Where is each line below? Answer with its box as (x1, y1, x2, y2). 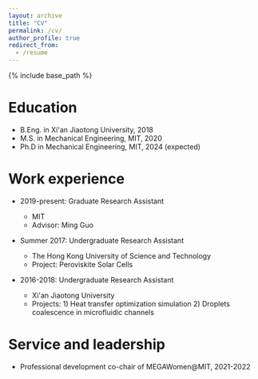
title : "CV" (8, 19, 48, 27)
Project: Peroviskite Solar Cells (31, 259, 133, 269)
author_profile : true (8, 34, 81, 42)
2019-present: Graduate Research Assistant (19, 196, 165, 206)
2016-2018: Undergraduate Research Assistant (19, 274, 174, 284)
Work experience (8, 170, 125, 188)
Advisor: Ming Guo (31, 220, 94, 230)
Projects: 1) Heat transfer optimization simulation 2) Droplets (31, 298, 230, 308)
